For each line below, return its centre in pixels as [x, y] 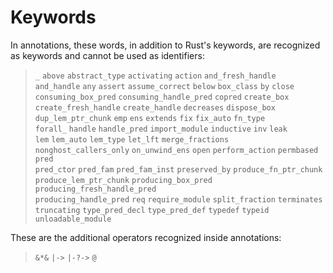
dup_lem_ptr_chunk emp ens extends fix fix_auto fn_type [150, 118]
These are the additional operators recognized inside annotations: [146, 237]
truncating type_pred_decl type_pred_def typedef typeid [152, 210]
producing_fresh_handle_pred [95, 189]
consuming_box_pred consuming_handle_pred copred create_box [162, 97]
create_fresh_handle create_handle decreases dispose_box [155, 107]
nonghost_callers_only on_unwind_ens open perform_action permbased [176, 150]
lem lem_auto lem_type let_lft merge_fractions [132, 139]
